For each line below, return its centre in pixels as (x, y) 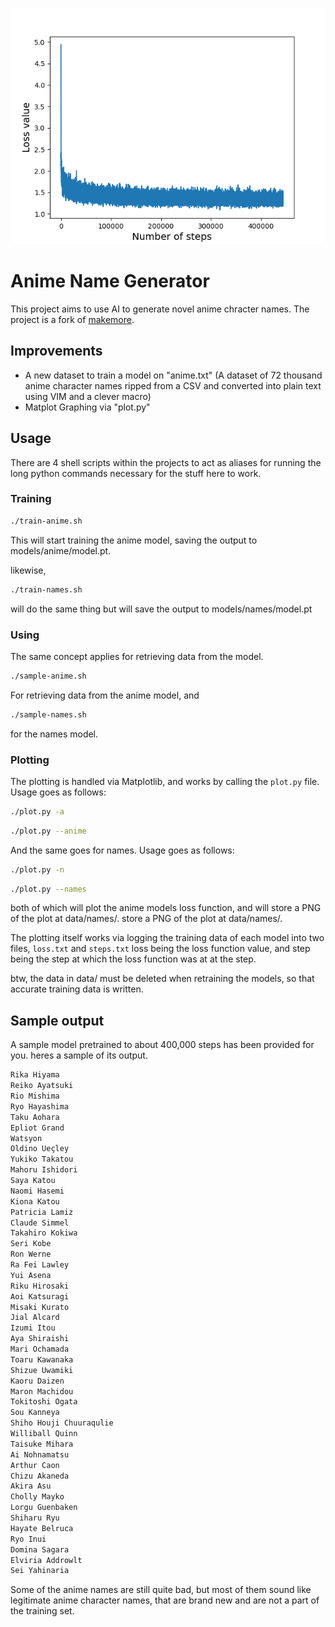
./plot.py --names (48, 889)
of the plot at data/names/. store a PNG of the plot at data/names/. (146, 919)
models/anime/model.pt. (61, 550)
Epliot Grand (37, 1128)
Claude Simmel (40, 1223)
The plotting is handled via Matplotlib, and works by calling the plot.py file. (165, 781)
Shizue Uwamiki (42, 1370)
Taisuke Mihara (42, 1444)
